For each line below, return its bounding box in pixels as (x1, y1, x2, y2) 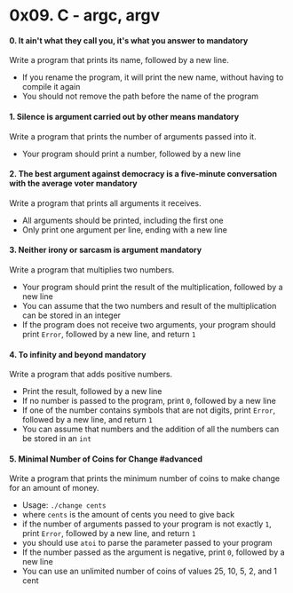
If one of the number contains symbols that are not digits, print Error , (21, 405, 276, 415)
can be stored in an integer (21, 310, 122, 320)
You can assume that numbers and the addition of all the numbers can (21, 423, 280, 435)
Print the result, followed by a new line (21, 386, 162, 397)
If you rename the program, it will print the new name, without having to (21, 72, 284, 83)
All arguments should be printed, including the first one (21, 215, 224, 225)
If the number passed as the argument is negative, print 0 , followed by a (21, 547, 286, 557)
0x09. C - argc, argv (9, 5, 161, 26)
